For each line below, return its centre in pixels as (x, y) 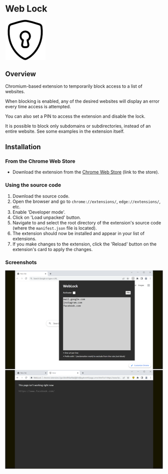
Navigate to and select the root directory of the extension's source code (87, 222)
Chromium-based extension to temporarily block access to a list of (74, 86)
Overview (21, 74)
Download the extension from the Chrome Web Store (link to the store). (85, 172)
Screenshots (21, 262)
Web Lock (26, 9)
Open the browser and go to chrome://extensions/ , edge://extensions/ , (86, 201)
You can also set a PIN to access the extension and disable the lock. (75, 116)
